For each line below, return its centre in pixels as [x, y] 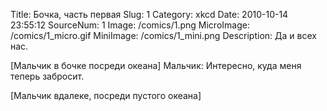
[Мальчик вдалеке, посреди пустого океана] [106, 95]
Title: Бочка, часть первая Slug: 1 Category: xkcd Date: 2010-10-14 [149, 14]
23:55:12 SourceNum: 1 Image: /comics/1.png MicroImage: [130, 25]
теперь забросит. [47, 76]
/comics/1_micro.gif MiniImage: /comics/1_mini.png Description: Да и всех [163, 35]
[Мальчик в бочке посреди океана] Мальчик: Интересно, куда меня [156, 65]
